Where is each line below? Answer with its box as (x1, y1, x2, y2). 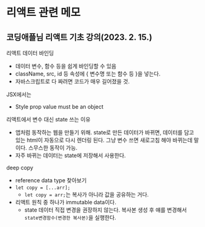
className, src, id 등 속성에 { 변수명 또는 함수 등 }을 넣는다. (15, 70, 161, 77)
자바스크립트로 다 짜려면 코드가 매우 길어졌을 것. (15, 78, 130, 85)
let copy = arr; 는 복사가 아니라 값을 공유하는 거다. (24, 191, 149, 198)
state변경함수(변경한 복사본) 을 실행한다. (24, 214, 116, 221)
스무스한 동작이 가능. (28, 144, 78, 151)
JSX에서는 (6, 91, 32, 98)
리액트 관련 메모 (6, 6, 81, 20)
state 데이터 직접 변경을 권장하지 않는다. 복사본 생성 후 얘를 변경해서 (24, 206, 187, 214)
